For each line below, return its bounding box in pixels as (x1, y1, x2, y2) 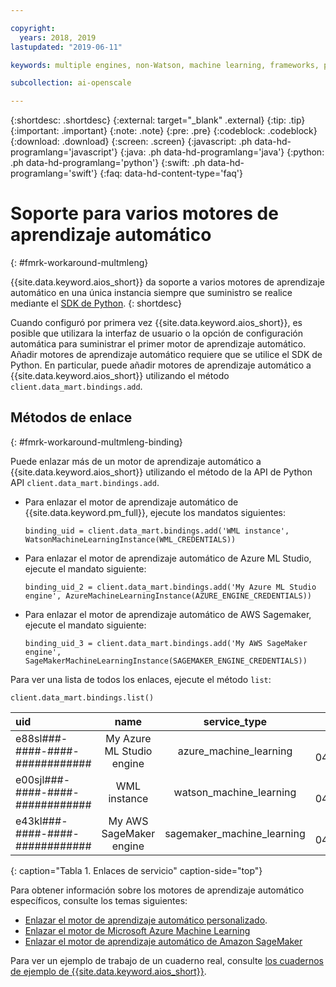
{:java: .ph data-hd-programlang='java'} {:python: (119, 146, 325, 158)
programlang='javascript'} (10, 146, 118, 158)
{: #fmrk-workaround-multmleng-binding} (10, 436, 183, 448)
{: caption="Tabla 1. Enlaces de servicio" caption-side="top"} (10, 864, 263, 876)
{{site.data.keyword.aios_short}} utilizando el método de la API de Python (10, 466, 313, 478)
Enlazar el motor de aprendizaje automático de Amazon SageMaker (24, 935, 303, 947)
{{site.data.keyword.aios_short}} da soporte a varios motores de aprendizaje (10, 276, 325, 288)
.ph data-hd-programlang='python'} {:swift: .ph (10, 157, 206, 169)
